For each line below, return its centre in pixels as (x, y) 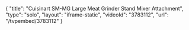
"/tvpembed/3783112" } (34, 21)
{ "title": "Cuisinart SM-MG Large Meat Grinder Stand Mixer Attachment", (94, 9)
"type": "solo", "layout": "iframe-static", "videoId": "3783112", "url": (87, 15)
